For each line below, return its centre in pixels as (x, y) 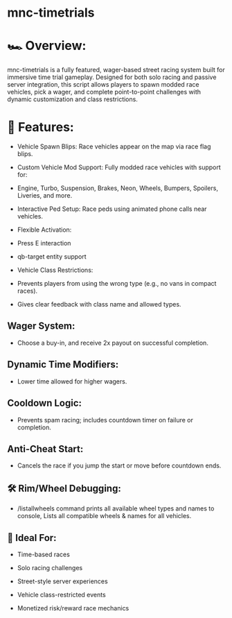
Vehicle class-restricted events (61, 594)
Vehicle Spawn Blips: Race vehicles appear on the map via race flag (114, 146)
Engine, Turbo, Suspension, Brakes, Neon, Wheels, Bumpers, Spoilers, (117, 188)
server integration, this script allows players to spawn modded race (103, 85)
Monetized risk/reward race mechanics (73, 608)
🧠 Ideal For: (32, 538)
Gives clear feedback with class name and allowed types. (99, 304)
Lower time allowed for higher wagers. (72, 381)
